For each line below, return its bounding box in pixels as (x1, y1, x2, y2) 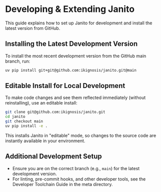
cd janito (5, 114, 26, 119)
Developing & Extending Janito (5, 3, 135, 15)
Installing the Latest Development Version (5, 40, 138, 48)
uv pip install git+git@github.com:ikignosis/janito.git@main (5, 68, 137, 73)
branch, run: (5, 58, 31, 64)
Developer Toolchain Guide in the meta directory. (12, 181, 113, 187)
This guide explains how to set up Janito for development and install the (5, 20, 153, 26)
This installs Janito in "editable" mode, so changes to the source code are (5, 132, 157, 138)
